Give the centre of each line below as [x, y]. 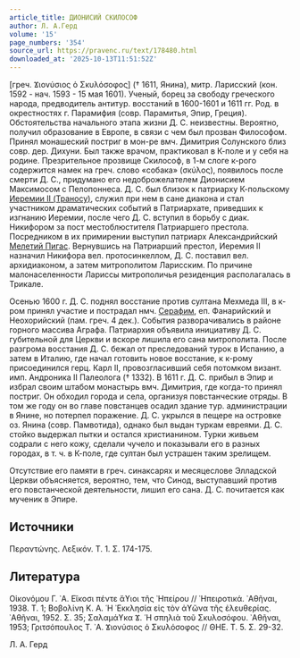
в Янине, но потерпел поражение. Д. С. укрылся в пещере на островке [146, 415]
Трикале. [26, 284]
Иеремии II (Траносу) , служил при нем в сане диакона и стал [127, 198]
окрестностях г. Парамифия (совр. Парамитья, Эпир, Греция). [128, 113]
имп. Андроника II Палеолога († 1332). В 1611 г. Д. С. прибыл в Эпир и [142, 377]
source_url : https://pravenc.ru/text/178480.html [104, 51]
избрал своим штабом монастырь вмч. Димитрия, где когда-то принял [146, 387]
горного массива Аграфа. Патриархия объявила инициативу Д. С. [135, 330]
